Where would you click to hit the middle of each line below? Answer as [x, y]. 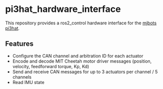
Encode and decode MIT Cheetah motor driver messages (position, [82, 61]
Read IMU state [28, 82]
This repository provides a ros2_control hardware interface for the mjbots [81, 23]
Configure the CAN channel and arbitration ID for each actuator [78, 56]
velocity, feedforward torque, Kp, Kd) [51, 66]
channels [22, 77]
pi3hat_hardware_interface [63, 9]
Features [19, 44]
